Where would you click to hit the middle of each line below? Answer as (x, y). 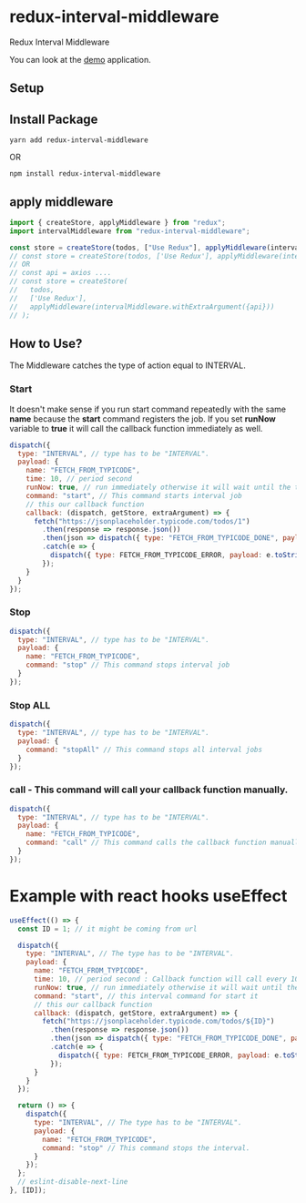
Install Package (54, 119)
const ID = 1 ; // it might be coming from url (107, 929)
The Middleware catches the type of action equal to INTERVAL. (127, 365)
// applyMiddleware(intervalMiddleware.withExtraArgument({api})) (142, 307)
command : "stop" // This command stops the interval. (146, 1148)
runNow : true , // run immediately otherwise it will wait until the (158, 488)
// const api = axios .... (61, 273)
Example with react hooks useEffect (148, 897)
